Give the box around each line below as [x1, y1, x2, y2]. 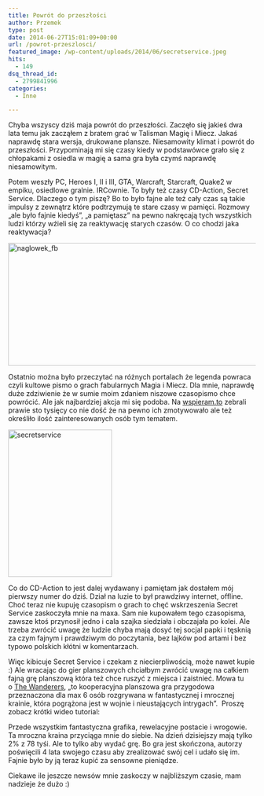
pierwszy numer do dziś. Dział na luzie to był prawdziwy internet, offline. [8, 592, 244, 601]
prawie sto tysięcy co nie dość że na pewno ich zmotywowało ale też [8, 405, 233, 415]
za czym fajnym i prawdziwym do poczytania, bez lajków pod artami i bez [8, 633, 247, 643]
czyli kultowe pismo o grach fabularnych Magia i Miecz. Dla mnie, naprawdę [8, 380, 255, 390]
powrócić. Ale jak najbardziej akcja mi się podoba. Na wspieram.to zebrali [8, 398, 247, 407]
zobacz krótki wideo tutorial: [8, 707, 101, 717]
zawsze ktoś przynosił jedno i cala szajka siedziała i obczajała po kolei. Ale [8, 617, 250, 626]
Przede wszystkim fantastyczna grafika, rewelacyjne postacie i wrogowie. [8, 722, 247, 732]
